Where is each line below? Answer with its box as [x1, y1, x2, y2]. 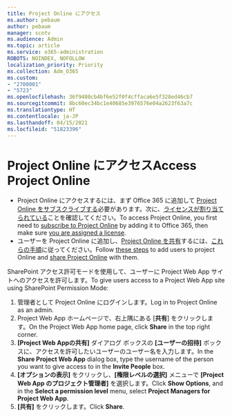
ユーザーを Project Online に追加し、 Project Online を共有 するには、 [17, 237, 212, 245]
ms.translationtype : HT [7, 106, 76, 113]
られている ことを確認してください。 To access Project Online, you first [17, 213, 217, 222]
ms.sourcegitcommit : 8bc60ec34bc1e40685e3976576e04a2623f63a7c [7, 100, 193, 107]
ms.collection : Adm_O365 [7, 68, 79, 75]
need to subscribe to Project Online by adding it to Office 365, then [17, 222, 209, 230]
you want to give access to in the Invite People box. [17, 362, 165, 371]
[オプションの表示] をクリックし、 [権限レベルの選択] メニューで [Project [17, 371, 224, 379]
